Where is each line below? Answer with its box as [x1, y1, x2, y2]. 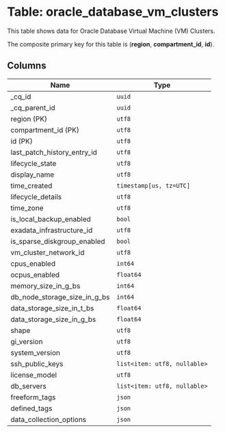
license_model [10, 370, 57, 380]
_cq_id [10, 92, 31, 101]
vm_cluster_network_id [10, 247, 85, 257]
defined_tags [10, 404, 53, 413]
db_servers [10, 381, 47, 391]
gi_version [10, 336, 43, 346]
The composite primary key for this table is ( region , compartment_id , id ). [7, 40, 215, 48]
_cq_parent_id [10, 103, 56, 112]
